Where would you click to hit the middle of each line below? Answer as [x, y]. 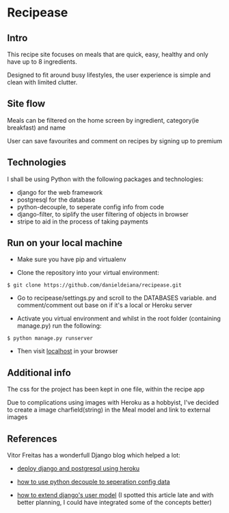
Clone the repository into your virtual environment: [88, 273]
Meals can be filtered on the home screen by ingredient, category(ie [103, 120]
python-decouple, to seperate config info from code [90, 206]
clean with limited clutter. [42, 82]
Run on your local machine [65, 243]
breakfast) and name [37, 128]
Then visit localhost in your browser [67, 351]
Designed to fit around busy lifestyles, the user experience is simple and [109, 75]
